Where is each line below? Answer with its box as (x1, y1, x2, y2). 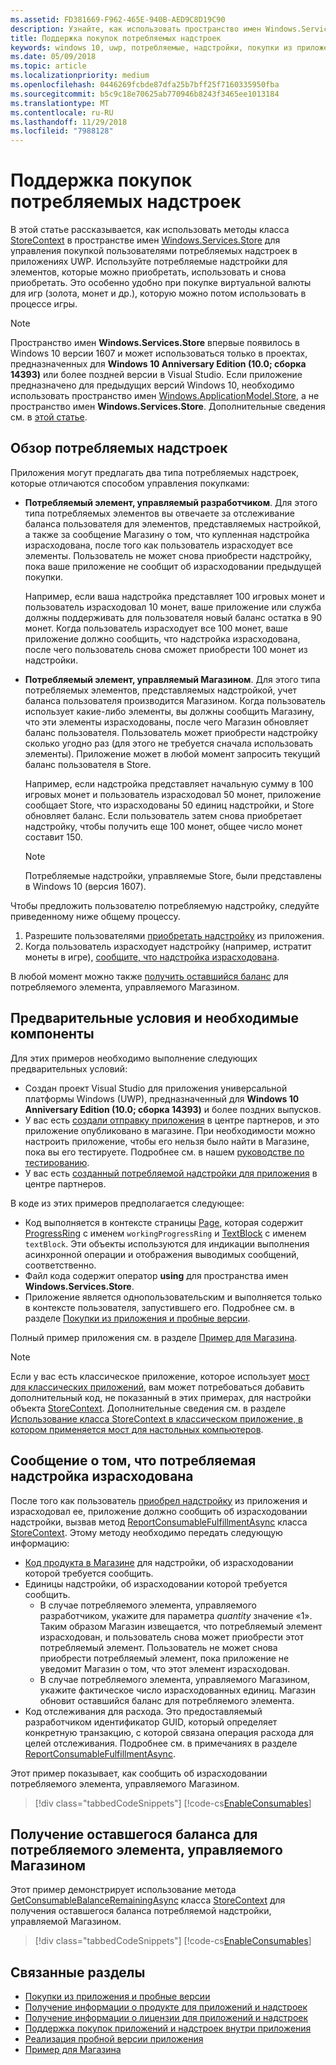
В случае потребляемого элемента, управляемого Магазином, (39, 1673, 311, 1685)
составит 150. (24, 831, 83, 843)
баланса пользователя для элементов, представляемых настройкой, (24, 517, 322, 530)
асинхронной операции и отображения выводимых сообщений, (24, 1248, 300, 1260)
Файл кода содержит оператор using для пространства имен (24, 1269, 289, 1281)
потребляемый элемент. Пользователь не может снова (39, 1641, 278, 1653)
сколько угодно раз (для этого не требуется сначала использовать (24, 737, 314, 749)
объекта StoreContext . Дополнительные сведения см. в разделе (10, 1402, 287, 1414)
